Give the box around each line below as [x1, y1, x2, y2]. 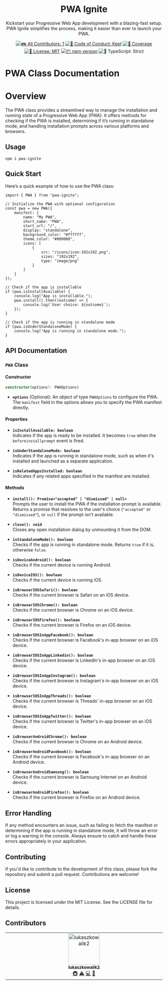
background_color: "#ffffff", [23, 232, 86, 237]
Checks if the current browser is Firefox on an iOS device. [12, 622, 132, 628]
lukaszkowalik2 [68, 964, 100, 970]
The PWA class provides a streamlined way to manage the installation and [5, 107, 157, 113]
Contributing [5, 852, 46, 861]
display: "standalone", [23, 228, 72, 233]
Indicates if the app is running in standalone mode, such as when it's [12, 453, 154, 459]
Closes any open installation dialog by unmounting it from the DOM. [12, 527, 152, 533]
